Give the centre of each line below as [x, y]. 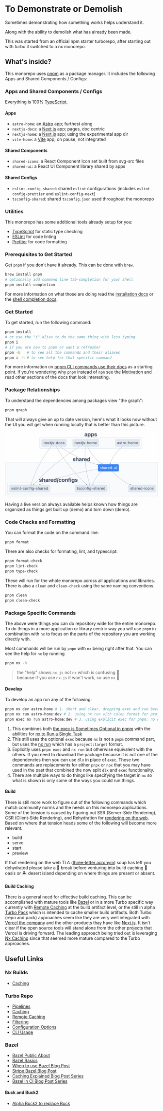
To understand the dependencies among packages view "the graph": [74, 401]
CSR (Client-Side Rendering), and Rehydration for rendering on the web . [77, 818]
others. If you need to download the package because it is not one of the [85, 754]
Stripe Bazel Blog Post [34, 1071]
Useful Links [24, 959]
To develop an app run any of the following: [49, 700]
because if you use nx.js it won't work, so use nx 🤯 [68, 677]
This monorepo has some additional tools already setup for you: [69, 222]
